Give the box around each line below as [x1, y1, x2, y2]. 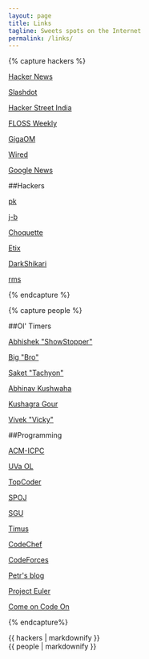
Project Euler [8, 587, 50, 596]
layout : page [8, 11, 52, 20]
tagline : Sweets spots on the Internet [8, 27, 142, 35]
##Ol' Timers [8, 321, 52, 331]
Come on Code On [8, 602, 70, 612]
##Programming [8, 430, 62, 440]
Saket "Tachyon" [8, 368, 64, 378]
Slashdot [8, 88, 38, 97]
